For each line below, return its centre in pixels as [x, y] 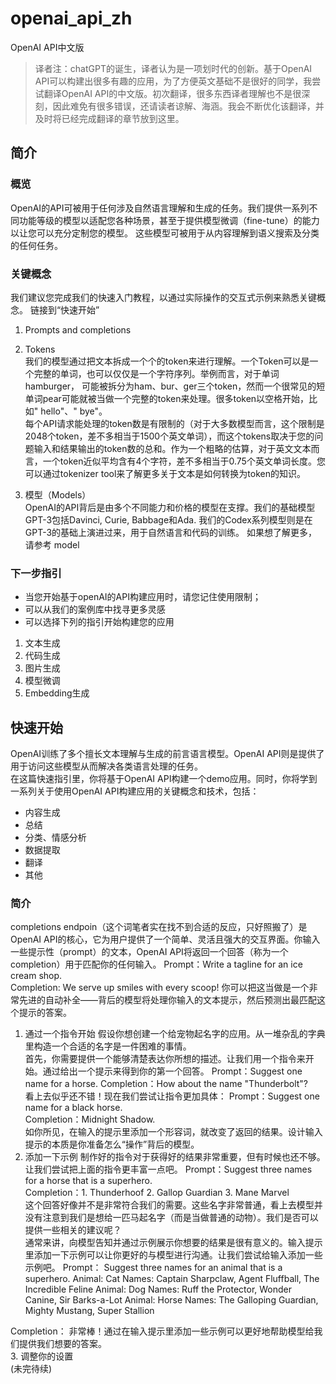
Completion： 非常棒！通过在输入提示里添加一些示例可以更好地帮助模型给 [162, 1331]
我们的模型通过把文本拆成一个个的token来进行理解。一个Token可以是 [167, 361]
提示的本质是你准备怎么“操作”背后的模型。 [112, 1144]
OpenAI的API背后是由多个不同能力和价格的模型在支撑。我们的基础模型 [170, 507]
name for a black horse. [73, 1108]
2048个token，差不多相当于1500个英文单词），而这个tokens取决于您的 [169, 436]
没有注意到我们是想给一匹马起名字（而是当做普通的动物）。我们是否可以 [171, 1218]
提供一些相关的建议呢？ [73, 1230]
